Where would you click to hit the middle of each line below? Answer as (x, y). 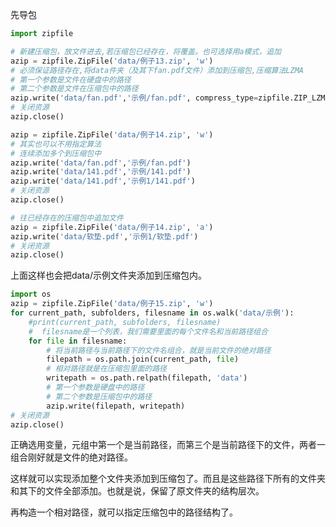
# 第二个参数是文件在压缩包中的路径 (74, 89)
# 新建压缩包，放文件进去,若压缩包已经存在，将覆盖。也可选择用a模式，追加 (146, 51)
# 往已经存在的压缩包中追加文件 (67, 218)
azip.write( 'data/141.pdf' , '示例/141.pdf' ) (101, 172)
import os (31, 294)
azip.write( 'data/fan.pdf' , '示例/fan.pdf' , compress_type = (134, 98)
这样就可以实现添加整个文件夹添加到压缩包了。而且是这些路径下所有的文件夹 (168, 479)
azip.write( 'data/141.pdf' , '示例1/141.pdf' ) (103, 181)
